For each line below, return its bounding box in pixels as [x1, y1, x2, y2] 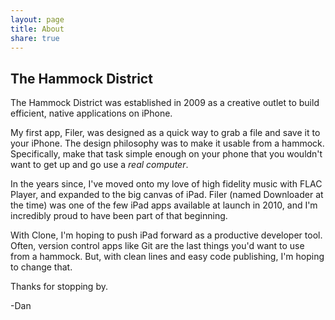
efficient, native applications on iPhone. [10, 107, 173, 120]
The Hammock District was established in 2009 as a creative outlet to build [10, 97, 320, 109]
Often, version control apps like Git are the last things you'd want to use [10, 240, 305, 252]
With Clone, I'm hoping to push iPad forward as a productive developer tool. [10, 229, 323, 241]
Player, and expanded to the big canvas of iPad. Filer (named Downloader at [10, 189, 324, 201]
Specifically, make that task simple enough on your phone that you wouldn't [10, 148, 323, 160]
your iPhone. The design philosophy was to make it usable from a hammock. [10, 137, 325, 150]
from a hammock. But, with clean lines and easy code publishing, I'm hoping [10, 251, 325, 263]
